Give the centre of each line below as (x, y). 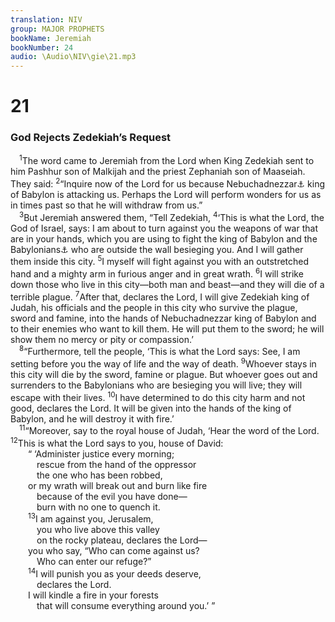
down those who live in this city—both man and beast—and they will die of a (167, 284)
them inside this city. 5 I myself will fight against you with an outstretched (160, 261)
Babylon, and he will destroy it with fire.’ (92, 418)
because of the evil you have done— (112, 496)
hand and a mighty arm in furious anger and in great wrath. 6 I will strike (157, 273)
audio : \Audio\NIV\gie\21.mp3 (73, 57)
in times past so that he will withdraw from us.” (106, 205)
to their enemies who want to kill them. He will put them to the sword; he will (167, 328)
